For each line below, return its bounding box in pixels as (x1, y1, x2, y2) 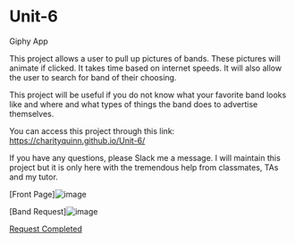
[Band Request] (9, 205, 67, 216)
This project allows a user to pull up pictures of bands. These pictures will (9, 53, 282, 63)
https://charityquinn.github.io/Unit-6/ (9, 135, 146, 146)
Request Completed (9, 223, 83, 234)
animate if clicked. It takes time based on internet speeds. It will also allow (9, 63, 282, 73)
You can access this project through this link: (9, 125, 175, 136)
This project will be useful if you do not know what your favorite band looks (9, 89, 287, 100)
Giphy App (9, 36, 49, 46)
